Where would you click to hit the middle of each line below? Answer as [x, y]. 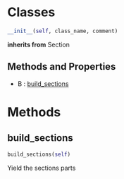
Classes [31, 12]
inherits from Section [39, 44]
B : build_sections [43, 84]
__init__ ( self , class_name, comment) [63, 31]
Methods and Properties [62, 67]
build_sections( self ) [39, 154]
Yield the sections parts [42, 168]
